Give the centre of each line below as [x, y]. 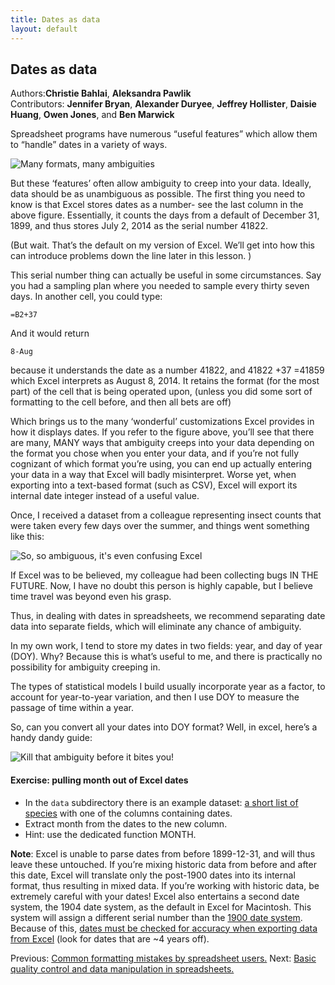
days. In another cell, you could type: [86, 297]
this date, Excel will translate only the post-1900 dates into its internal [153, 875]
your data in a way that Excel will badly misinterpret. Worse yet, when [153, 475]
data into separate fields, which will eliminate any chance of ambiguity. [156, 627]
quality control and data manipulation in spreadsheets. [122, 968]
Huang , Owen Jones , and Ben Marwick [92, 115]
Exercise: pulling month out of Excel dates [99, 780]
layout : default [44, 29]
